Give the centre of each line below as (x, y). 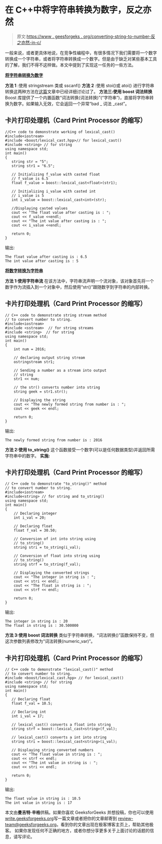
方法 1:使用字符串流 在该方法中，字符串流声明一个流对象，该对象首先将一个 (80, 281)
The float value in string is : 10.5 (43, 799)
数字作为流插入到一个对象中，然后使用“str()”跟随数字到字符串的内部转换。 (79, 287)
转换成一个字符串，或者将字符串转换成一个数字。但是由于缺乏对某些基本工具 (81, 59)
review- (126, 819)
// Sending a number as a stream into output (60, 370)
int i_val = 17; (28, 716)
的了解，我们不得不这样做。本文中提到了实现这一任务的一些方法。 (70, 65)
